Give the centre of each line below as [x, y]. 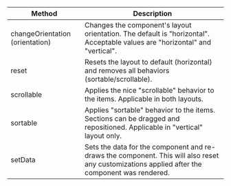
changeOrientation [41, 34]
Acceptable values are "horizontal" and [148, 42]
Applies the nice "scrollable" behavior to [150, 90]
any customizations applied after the [143, 164]
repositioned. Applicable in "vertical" [144, 127]
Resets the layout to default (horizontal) [148, 62]
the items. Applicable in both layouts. [144, 99]
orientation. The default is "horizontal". [147, 34]
